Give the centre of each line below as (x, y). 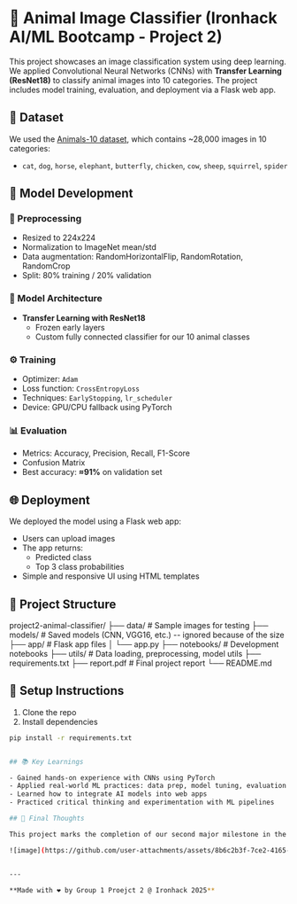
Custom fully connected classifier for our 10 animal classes (142, 337)
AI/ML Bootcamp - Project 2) (116, 37)
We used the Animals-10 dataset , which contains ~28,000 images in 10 (138, 139)
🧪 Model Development (71, 194)
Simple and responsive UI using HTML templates (111, 576)
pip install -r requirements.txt (71, 738)
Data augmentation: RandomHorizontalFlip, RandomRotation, (133, 257)
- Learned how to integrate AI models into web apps (108, 794)
